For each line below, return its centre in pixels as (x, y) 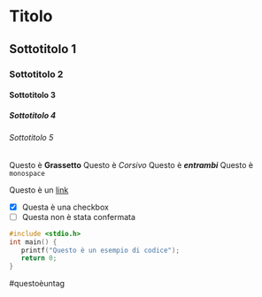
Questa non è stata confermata (78, 217)
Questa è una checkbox (65, 207)
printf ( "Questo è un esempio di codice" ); (100, 250)
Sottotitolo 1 (43, 49)
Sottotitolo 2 (36, 74)
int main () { (33, 242)
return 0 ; (39, 258)
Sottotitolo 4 (33, 115)
